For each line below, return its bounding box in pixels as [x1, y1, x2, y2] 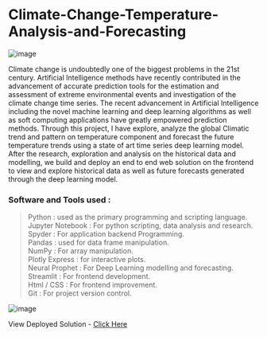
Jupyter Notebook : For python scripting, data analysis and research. [27, 221, 253, 230]
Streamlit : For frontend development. [27, 272, 151, 281]
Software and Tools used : [8, 194, 111, 205]
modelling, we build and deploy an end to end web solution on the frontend [8, 157, 254, 167]
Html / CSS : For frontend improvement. [27, 280, 157, 290]
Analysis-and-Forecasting [8, 22, 187, 41]
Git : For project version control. [27, 288, 133, 298]
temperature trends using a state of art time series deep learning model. [8, 140, 245, 150]
